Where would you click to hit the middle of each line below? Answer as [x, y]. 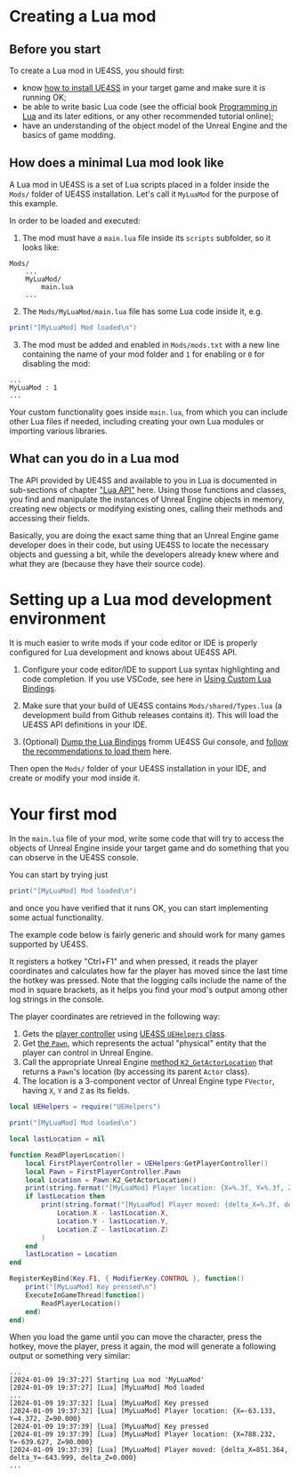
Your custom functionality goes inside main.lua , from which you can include [149, 412]
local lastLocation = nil [57, 1139]
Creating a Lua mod [83, 16]
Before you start [55, 49]
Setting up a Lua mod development [141, 599]
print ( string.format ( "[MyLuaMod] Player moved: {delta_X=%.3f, [161, 1205]
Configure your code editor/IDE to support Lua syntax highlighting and [151, 670]
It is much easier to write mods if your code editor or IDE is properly [133, 643]
